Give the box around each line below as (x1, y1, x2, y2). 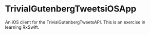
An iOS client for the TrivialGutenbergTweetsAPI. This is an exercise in (5, 19, 146, 25)
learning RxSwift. (5, 24, 39, 30)
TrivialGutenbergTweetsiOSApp (5, 3, 137, 14)
